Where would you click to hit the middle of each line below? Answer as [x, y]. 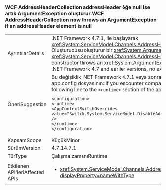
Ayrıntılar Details [26, 53]
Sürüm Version [24, 148]
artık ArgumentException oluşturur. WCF [55, 13]
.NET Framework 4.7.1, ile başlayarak [95, 38]
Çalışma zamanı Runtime [80, 156]
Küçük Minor [66, 140]
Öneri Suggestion [27, 104]
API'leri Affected [26, 172]
